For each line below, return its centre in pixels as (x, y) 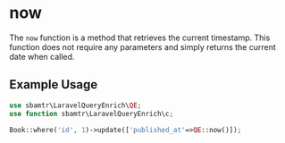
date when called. (42, 56)
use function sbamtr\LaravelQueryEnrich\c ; (92, 114)
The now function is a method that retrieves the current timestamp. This (140, 38)
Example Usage (54, 84)
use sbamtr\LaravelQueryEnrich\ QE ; (75, 105)
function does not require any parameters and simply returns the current (143, 46)
